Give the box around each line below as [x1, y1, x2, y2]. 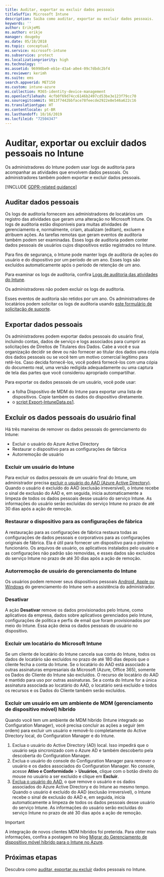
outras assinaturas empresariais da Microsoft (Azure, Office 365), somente [5, 667, 156, 673]
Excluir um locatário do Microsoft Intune [5, 640, 102, 647]
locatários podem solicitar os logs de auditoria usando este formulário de [5, 301, 152, 307]
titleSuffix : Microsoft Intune [5, 12, 69, 17]
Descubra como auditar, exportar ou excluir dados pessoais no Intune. [5, 866, 146, 872]
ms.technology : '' [5, 62, 42, 67]
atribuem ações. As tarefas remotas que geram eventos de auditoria [5, 232, 143, 238]
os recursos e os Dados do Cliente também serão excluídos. [5, 688, 126, 693]
